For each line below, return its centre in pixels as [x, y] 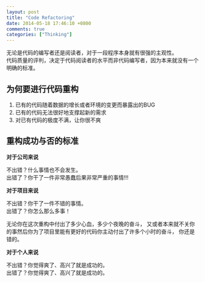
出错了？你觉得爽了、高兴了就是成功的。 [57, 272]
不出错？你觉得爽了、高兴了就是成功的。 [57, 265]
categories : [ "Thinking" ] [39, 35]
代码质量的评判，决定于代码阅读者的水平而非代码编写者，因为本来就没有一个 [103, 60]
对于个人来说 [22, 252]
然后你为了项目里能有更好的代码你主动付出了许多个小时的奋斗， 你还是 [106, 231]
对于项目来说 [22, 190]
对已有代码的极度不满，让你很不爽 [58, 120]
